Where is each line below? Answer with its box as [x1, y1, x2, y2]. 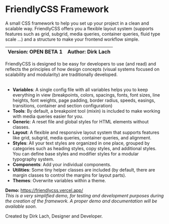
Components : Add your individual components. [12, 161, 112, 167]
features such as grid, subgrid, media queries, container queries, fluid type [5, 31, 160, 37]
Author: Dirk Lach [67, 48, 111, 55]
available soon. [5, 203, 37, 209]
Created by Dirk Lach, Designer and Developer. [5, 213, 103, 219]
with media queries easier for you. [12, 113, 83, 119]
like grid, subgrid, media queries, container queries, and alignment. [12, 134, 152, 140]
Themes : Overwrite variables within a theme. [12, 177, 107, 183]
